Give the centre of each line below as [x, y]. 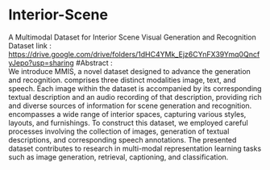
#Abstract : [94, 63]
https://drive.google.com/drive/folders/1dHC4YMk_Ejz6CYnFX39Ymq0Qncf [134, 54]
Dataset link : [30, 45]
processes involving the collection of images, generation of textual [119, 131]
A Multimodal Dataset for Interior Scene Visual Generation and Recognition [132, 37]
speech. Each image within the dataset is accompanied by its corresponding [135, 88]
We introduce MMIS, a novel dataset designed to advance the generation [130, 71]
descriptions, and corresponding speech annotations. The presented [123, 139]
